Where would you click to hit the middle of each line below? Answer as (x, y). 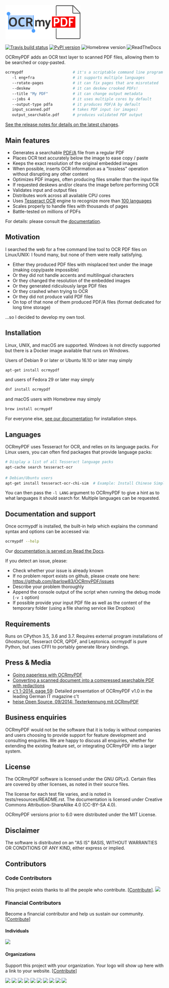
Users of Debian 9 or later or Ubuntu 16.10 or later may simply (69, 360)
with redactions (29, 685)
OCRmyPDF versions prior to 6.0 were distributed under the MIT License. (81, 815)
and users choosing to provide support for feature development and (76, 735)
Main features (28, 140)
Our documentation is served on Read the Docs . (55, 551)
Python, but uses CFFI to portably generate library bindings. (67, 647)
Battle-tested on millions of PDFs (47, 211)
